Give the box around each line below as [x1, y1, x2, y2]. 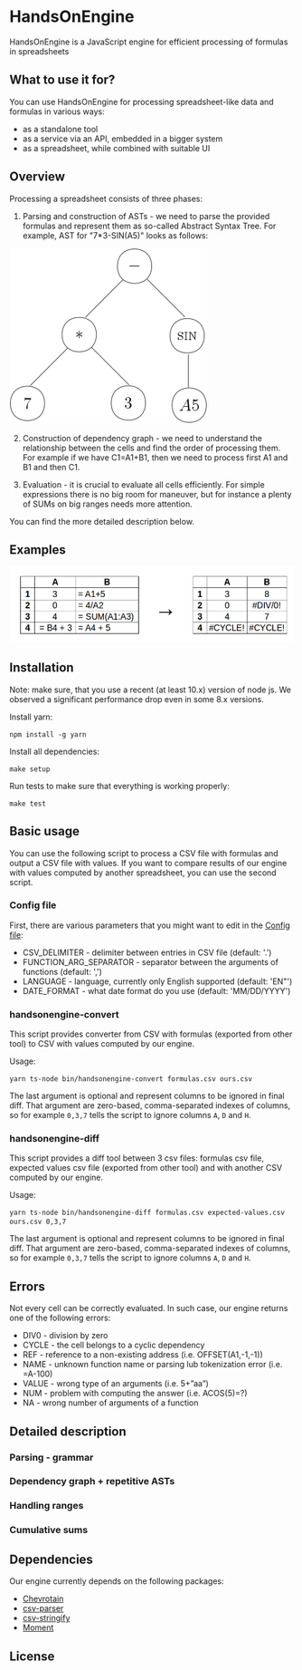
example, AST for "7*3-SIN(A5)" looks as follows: [22, 229, 209, 241]
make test [9, 799, 47, 808]
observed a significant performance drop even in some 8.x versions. [9, 693, 264, 704]
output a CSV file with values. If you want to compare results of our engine [9, 857, 288, 868]
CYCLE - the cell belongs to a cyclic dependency [22, 1339, 205, 1351]
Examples [9, 542, 66, 557]
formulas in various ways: [9, 106, 106, 117]
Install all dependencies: [9, 746, 99, 757]
